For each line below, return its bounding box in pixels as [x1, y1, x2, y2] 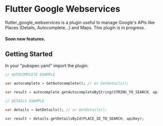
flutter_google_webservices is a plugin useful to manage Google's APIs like [5, 19, 155, 25]
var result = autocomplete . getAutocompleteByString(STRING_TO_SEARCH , [5, 90, 151, 95]
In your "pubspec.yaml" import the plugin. [5, 63, 89, 69]
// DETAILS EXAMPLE [5, 98, 45, 103]
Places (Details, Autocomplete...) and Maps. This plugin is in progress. [5, 24, 146, 30]
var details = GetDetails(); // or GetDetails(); [5, 107, 108, 112]
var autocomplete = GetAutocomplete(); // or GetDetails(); [5, 81, 130, 86]
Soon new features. [5, 36, 46, 42]
